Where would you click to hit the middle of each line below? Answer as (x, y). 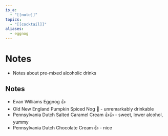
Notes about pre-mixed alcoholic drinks (54, 73)
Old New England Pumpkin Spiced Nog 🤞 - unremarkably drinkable (83, 109)
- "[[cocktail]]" (28, 24)
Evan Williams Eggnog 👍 (39, 101)
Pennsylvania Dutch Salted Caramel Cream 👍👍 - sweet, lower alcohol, (88, 115)
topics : (14, 19)
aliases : (15, 29)
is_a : (11, 10)
